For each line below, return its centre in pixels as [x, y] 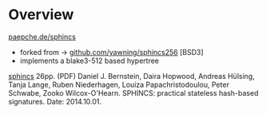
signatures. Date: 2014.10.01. [55, 101]
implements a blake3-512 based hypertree [89, 61]
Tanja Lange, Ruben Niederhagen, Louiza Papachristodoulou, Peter [119, 85]
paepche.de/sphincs [42, 37]
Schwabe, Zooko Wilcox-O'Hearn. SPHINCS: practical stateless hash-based [133, 92]
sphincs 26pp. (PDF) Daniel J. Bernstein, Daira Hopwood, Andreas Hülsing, [132, 76]
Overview [41, 15]
